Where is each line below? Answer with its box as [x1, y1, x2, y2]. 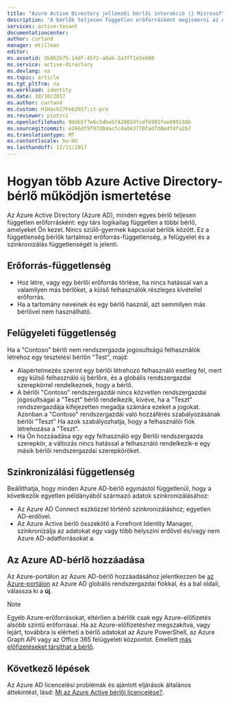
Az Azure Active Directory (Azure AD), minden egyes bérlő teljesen [7, 211, 196, 219]
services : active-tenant [7, 23, 78, 30]
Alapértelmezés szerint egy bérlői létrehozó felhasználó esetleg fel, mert [16, 366, 222, 374]
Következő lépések [7, 662, 90, 674]
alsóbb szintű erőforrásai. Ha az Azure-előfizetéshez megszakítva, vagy [7, 621, 211, 629]
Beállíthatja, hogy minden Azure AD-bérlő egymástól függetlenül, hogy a [7, 485, 212, 493]
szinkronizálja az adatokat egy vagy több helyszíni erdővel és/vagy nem [16, 527, 220, 535]
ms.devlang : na [7, 67, 51, 74]
